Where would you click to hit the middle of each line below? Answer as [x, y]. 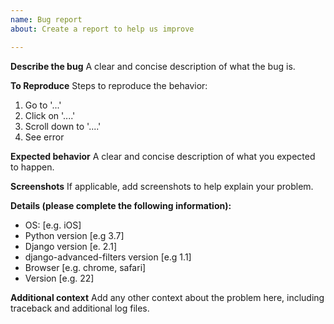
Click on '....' [50, 115]
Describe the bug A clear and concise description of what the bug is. [153, 66]
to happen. [32, 167]
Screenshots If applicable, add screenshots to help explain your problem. [162, 186]
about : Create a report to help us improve [102, 29]
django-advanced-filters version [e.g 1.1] [108, 257]
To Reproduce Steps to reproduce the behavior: [109, 85]
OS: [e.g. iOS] [53, 225]
